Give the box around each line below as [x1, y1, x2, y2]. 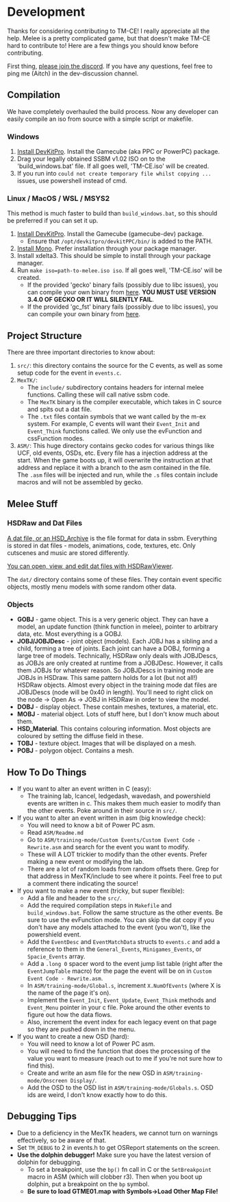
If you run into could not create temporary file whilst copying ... [16, 169, 212, 178]
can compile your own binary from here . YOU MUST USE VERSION [27, 288, 216, 296]
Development [7, 4, 86, 20]
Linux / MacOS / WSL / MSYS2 [7, 193, 110, 203]
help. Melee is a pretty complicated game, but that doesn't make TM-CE [7, 34, 211, 42]
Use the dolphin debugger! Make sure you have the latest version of [16, 1151, 212, 1159]
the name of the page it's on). [27, 989, 112, 997]
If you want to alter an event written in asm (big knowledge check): [16, 814, 206, 822]
